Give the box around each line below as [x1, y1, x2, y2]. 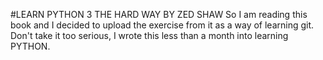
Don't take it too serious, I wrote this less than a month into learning [10, 30, 289, 41]
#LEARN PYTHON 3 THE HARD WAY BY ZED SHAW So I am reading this [10, 9, 308, 20]
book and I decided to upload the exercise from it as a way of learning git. [10, 19, 315, 31]
